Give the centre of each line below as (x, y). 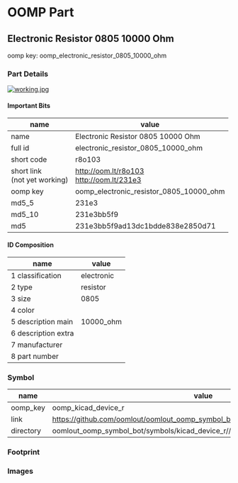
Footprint (24, 452)
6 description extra (42, 333)
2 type (22, 287)
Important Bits (29, 105)
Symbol (21, 377)
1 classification (36, 275)
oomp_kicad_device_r (89, 407)
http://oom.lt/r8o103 (110, 171)
